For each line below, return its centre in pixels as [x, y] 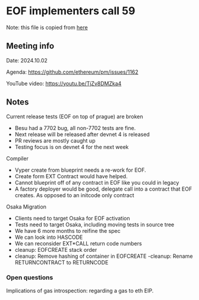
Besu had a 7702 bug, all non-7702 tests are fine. [75, 128]
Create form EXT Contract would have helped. [71, 176]
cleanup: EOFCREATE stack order [56, 250]
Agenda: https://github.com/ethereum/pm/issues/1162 [72, 72]
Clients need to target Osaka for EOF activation [72, 218]
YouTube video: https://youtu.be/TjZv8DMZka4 [64, 83]
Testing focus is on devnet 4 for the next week [72, 147]
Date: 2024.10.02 [27, 60]
